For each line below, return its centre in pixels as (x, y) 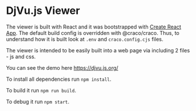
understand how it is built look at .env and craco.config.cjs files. (85, 39)
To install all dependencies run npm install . (59, 79)
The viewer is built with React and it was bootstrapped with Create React (94, 27)
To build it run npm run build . (41, 90)
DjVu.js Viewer (43, 11)
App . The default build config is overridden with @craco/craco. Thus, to (93, 33)
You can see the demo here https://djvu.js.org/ (62, 67)
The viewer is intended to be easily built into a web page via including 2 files (98, 50)
